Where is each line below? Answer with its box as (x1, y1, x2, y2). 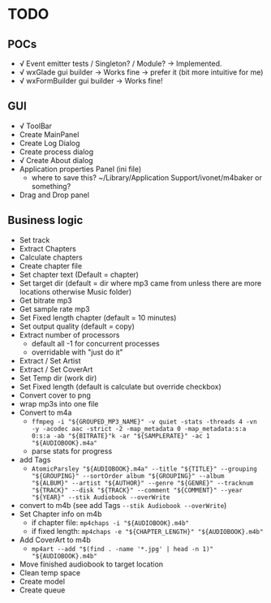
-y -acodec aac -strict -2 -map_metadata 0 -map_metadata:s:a (31, 424, 247, 433)
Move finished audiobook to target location (19, 559, 164, 569)
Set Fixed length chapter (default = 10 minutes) (19, 312, 177, 322)
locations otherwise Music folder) (19, 286, 131, 296)
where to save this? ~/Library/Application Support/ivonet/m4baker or (31, 172, 263, 183)
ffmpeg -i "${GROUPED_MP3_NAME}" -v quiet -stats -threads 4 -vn (31, 417, 257, 426)
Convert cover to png (19, 390, 91, 400)
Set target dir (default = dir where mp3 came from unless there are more (19, 278, 262, 288)
